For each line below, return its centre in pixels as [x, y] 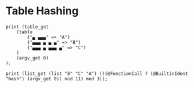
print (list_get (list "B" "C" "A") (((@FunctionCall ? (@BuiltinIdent [97, 73]
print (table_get [27, 27]
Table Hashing [42, 11]
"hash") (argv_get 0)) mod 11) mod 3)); [57, 78]
